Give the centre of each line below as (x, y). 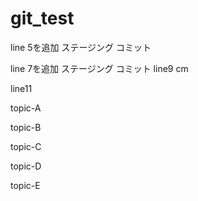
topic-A (26, 108)
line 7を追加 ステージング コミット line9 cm (99, 68)
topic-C (26, 146)
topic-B (26, 127)
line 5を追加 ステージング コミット (81, 47)
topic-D (26, 166)
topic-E (25, 185)
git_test (42, 18)
